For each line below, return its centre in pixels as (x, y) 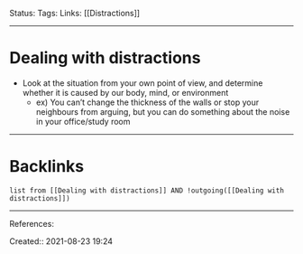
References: (32, 223)
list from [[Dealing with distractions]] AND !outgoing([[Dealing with (147, 190)
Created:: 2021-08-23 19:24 (61, 241)
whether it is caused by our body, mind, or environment (125, 92)
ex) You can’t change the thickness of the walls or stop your (147, 102)
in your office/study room (83, 121)
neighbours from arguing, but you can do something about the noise (163, 111)
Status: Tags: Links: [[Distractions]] (75, 13)
